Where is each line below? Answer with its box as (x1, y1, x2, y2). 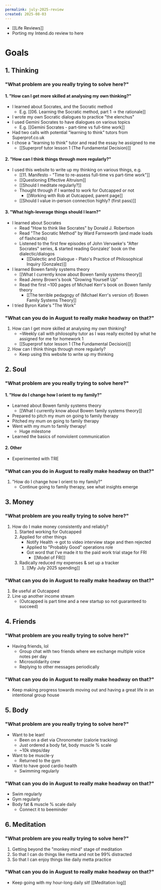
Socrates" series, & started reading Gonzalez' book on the (19, 246, 135, 252)
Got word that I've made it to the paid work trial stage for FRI (26, 549, 147, 555)
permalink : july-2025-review (5, 7, 64, 12)
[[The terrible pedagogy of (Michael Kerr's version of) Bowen (26, 292, 149, 298)
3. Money (5, 498, 34, 506)
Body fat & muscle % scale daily (12, 801, 76, 807)
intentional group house (12, 692, 59, 698)
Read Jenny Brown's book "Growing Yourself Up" (19, 276, 118, 282)
